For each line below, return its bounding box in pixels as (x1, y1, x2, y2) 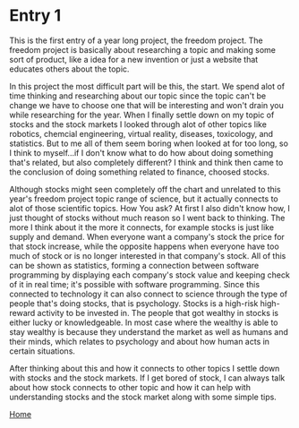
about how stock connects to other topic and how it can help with (9, 381, 251, 392)
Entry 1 (9, 5, 62, 26)
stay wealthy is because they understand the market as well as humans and (9, 326, 288, 337)
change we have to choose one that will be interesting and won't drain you (9, 99, 285, 110)
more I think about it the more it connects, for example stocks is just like (9, 221, 275, 233)
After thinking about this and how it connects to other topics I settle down (9, 363, 280, 373)
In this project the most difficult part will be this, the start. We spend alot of (9, 81, 285, 91)
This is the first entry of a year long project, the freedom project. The (9, 35, 263, 46)
